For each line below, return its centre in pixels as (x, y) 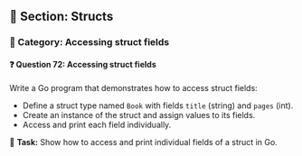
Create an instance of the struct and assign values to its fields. (139, 115)
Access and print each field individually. (97, 124)
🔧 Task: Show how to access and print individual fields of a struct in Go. (143, 142)
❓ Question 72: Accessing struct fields (83, 64)
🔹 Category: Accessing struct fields (90, 42)
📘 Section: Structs (61, 17)
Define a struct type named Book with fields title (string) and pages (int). (158, 106)
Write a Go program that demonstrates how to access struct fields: (133, 87)
